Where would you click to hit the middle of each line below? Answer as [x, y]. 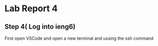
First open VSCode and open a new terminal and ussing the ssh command [79, 38]
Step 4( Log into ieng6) [40, 27]
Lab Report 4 [31, 9]
